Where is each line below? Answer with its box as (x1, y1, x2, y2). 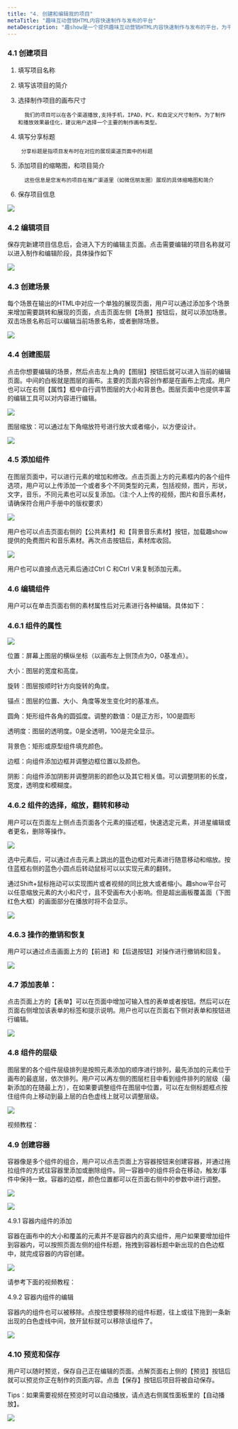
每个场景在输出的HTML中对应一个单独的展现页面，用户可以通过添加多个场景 (7, 299, 230, 308)
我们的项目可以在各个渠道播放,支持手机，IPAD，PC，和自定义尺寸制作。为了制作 (24, 111, 226, 118)
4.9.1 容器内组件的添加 (7, 1216, 72, 1225)
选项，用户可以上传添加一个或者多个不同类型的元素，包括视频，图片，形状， (7, 481, 231, 489)
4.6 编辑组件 (7, 584, 50, 594)
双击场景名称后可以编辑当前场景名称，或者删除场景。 (7, 317, 163, 326)
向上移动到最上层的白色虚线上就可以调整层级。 (25, 1091, 163, 1100)
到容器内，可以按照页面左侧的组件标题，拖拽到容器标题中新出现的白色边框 (7, 1240, 225, 1249)
